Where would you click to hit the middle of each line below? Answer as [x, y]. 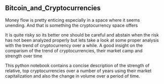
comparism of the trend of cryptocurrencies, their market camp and [74, 50]
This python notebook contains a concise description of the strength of [77, 65]
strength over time [24, 56]
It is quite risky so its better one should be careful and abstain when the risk [82, 35]
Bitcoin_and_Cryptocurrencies [53, 8]
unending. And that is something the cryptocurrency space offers [71, 25]
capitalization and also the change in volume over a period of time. [73, 76]
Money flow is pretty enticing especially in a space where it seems [73, 20]
